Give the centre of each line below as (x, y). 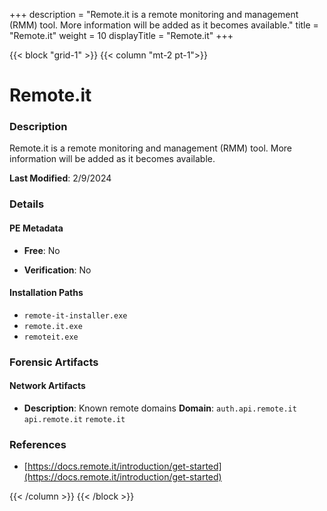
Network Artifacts (47, 386)
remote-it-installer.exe (75, 315)
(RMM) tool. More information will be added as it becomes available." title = (164, 25)
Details (27, 204)
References (38, 444)
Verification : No (57, 270)
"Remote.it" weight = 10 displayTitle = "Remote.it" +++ (121, 35)
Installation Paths (46, 293)
